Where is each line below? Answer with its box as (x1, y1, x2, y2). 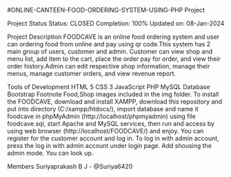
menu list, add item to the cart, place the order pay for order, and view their (7, 55, 221, 63)
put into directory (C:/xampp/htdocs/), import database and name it (7, 105, 199, 113)
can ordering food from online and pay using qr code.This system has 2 (7, 40, 211, 48)
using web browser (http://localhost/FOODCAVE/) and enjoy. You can (7, 127, 204, 135)
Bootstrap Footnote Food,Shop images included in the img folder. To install (7, 90, 219, 98)
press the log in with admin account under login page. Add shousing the (7, 142, 212, 149)
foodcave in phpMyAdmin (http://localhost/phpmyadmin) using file (7, 112, 197, 120)
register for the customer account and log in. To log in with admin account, (7, 134, 219, 142)
